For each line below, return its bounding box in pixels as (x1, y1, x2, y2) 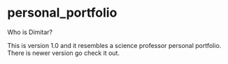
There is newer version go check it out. (7, 49, 120, 57)
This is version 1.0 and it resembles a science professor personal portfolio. (7, 41, 222, 49)
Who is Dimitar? (7, 28, 53, 36)
